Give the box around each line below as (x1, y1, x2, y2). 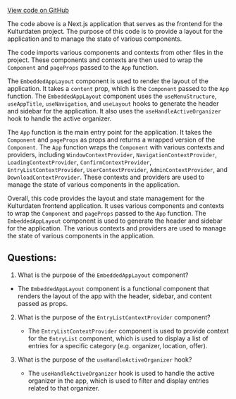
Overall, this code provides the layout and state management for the (7, 194, 205, 202)
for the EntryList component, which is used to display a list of (27, 334, 209, 343)
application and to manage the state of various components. (7, 35, 182, 43)
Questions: (7, 252, 57, 264)
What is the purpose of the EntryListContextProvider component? (17, 313, 211, 321)
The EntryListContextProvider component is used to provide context (27, 326, 229, 335)
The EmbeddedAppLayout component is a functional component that (17, 284, 209, 293)
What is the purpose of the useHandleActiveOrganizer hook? (17, 355, 192, 364)
